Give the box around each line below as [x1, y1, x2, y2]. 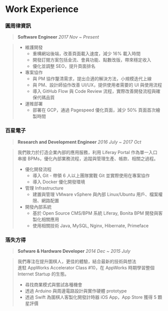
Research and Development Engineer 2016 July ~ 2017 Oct [17, 139, 141, 145]
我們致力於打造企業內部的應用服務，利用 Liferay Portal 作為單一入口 [17, 149, 158, 155]
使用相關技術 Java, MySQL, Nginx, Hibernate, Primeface [32, 222, 149, 229]
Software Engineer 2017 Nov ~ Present [17, 34, 99, 40]
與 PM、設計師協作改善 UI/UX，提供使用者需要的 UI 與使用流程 [32, 82, 162, 88]
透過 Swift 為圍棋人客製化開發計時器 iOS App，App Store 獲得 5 [25, 294, 157, 300]
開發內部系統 [25, 204, 52, 210]
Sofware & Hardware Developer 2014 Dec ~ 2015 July [17, 248, 131, 254]
